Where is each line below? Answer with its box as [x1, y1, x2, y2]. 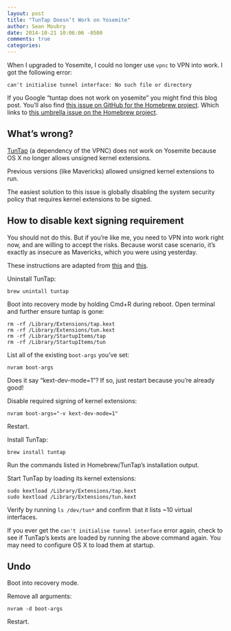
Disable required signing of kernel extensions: [7, 396, 137, 405]
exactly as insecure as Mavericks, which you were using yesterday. [7, 248, 198, 256]
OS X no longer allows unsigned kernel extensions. [7, 153, 151, 162]
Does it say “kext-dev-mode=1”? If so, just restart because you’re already [7, 376, 215, 384]
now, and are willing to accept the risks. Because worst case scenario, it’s [7, 240, 216, 248]
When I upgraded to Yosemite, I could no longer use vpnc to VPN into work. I [7, 61, 223, 69]
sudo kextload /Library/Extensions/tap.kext [7, 487, 137, 494]
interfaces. [7, 513, 38, 521]
